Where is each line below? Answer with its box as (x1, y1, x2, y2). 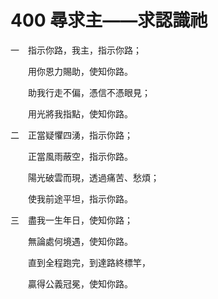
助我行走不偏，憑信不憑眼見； (27, 86, 151, 98)
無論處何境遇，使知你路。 (27, 235, 133, 247)
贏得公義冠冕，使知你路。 (27, 277, 133, 290)
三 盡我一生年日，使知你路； (10, 214, 133, 226)
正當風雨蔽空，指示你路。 (27, 150, 133, 162)
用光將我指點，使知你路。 (27, 107, 133, 120)
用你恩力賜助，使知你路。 (27, 65, 133, 77)
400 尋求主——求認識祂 (10, 9, 208, 32)
